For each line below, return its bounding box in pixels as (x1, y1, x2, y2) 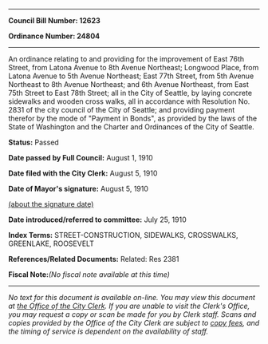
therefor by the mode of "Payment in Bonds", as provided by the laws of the (8, 113, 258, 123)
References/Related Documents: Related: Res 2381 (8, 255, 179, 263)
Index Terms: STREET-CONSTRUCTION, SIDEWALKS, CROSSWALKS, (8, 231, 238, 239)
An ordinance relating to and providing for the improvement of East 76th (8, 54, 245, 64)
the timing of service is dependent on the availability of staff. (8, 326, 209, 336)
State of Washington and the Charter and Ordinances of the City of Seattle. (8, 122, 255, 132)
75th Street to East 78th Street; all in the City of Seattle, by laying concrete (8, 89, 253, 97)
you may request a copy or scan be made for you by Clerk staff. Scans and (8, 310, 257, 319)
